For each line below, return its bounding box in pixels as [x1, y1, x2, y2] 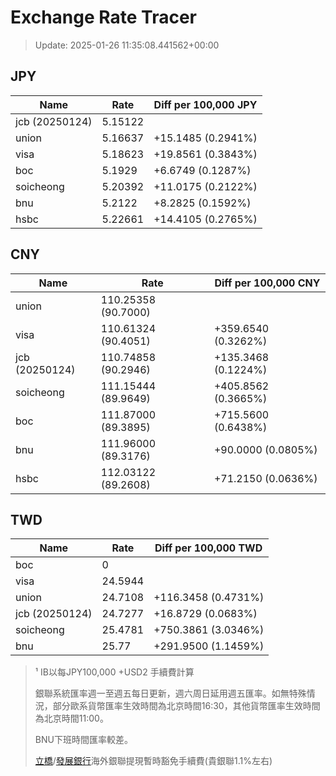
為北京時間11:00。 [34, 712, 109, 725]
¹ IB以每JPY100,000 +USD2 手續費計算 [34, 666, 195, 678]
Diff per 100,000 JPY [153, 97, 258, 111]
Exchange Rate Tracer [10, 6, 198, 29]
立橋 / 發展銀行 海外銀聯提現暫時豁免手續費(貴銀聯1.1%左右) [34, 755, 273, 767]
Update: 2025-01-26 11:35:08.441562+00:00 [34, 39, 220, 51]
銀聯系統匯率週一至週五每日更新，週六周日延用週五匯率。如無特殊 [34, 687, 307, 700]
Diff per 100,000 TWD [154, 541, 263, 555]
